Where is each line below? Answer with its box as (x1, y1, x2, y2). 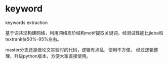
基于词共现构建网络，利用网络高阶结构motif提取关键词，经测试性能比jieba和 (5, 29, 163, 35)
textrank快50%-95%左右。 (5, 36, 62, 42)
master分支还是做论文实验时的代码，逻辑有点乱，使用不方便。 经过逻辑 (5, 46, 154, 52)
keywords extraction (5, 19, 48, 25)
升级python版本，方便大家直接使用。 (14, 53, 91, 59)
